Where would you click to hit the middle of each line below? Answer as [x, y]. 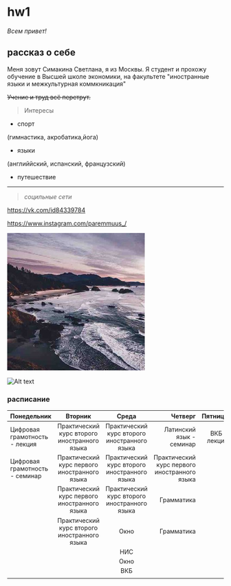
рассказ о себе [41, 53]
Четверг [183, 416]
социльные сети [48, 196]
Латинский [180, 429]
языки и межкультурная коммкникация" [67, 84]
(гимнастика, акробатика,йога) [53, 137]
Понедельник [31, 416]
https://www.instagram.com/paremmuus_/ [67, 223]
